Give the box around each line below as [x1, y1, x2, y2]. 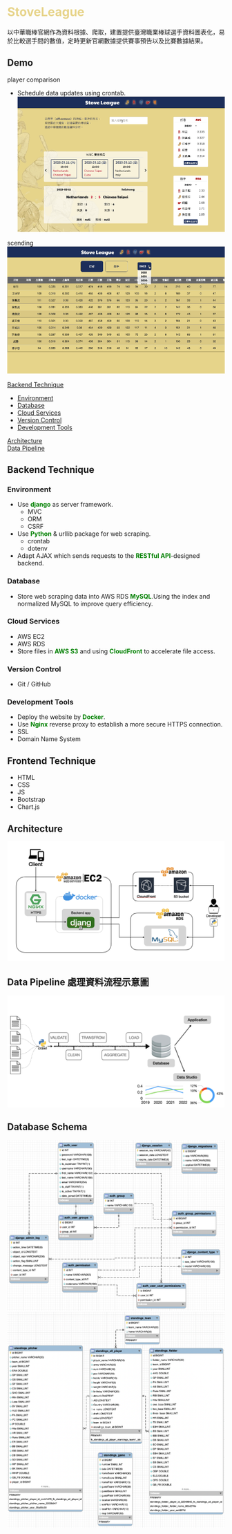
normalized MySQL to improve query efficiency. [17, 599, 153, 608]
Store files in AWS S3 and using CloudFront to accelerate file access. [17, 647, 215, 655]
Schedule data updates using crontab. [17, 88, 126, 97]
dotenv [27, 544, 48, 553]
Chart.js [17, 803, 40, 811]
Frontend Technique [7, 755, 97, 767]
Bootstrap [17, 796, 46, 804]
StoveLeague [7, 4, 85, 20]
